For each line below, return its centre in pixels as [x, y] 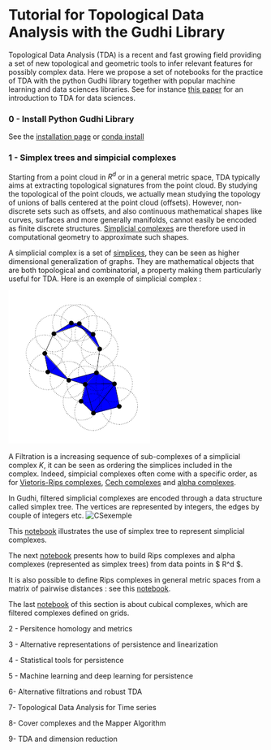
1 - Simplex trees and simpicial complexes [92, 158]
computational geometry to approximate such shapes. [99, 237]
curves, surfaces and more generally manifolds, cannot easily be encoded [133, 220]
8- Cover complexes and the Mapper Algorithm [87, 723]
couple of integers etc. [46, 516]
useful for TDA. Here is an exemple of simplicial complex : [105, 279]
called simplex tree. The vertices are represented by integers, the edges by [134, 507]
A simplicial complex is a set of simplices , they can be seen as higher [124, 253]
